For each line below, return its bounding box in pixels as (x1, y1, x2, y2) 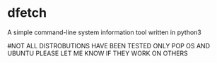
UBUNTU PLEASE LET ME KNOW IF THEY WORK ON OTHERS (7, 49, 189, 57)
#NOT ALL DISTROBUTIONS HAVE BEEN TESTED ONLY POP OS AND (7, 41, 211, 50)
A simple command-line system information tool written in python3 (7, 28, 201, 36)
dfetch (7, 5, 47, 21)
